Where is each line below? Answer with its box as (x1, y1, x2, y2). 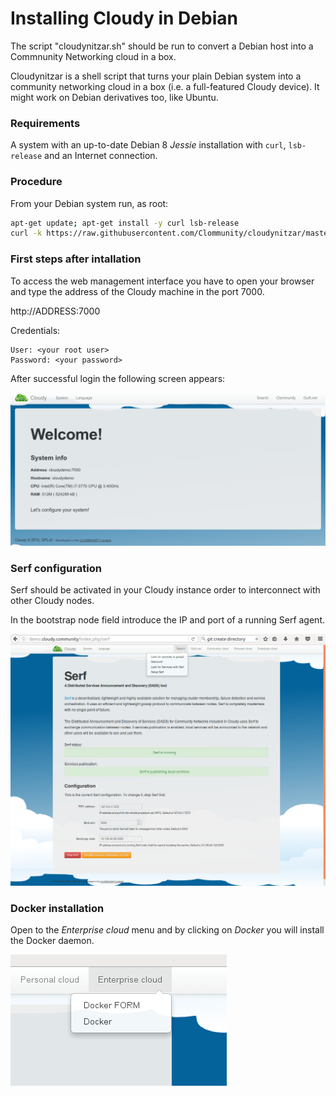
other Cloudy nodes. (10, 594, 95, 606)
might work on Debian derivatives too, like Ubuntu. (10, 91, 219, 103)
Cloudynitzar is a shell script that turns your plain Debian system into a (10, 70, 302, 82)
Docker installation (10, 902, 105, 915)
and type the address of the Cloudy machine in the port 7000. (10, 285, 265, 297)
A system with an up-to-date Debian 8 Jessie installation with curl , (10, 139, 287, 151)
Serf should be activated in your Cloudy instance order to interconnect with (10, 583, 321, 596)
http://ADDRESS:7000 (10, 305, 101, 317)
